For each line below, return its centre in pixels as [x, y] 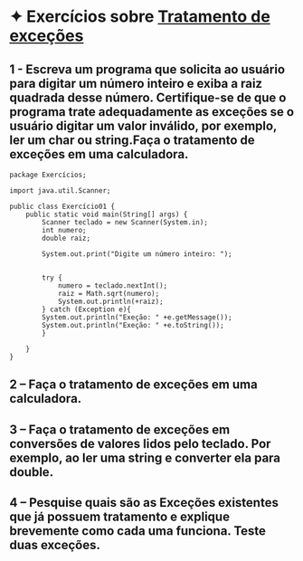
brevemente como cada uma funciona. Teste [138, 531]
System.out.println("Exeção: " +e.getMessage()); [137, 318]
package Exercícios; [48, 175]
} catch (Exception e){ [86, 309]
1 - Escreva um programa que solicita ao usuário [147, 69]
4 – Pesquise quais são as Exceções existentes [144, 503]
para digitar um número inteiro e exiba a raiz [136, 83]
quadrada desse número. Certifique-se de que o [148, 97]
